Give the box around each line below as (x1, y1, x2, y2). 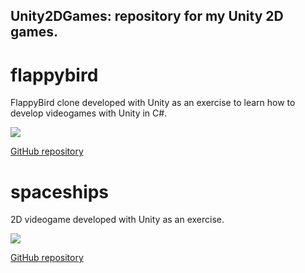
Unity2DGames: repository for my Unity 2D (10, 8, 284, 25)
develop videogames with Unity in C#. (10, 107, 168, 119)
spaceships (10, 180, 110, 203)
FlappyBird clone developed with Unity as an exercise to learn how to (10, 97, 296, 109)
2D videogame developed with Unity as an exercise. (10, 214, 225, 226)
